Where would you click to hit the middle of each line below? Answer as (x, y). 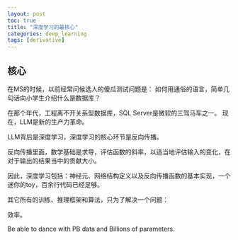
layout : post (27, 14)
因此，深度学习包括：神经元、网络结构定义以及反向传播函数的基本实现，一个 (119, 176)
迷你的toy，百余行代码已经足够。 (56, 184)
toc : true (22, 21)
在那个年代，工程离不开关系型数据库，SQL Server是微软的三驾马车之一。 (114, 113)
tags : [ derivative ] (36, 40)
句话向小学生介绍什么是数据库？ (54, 98)
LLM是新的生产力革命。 (54, 122)
